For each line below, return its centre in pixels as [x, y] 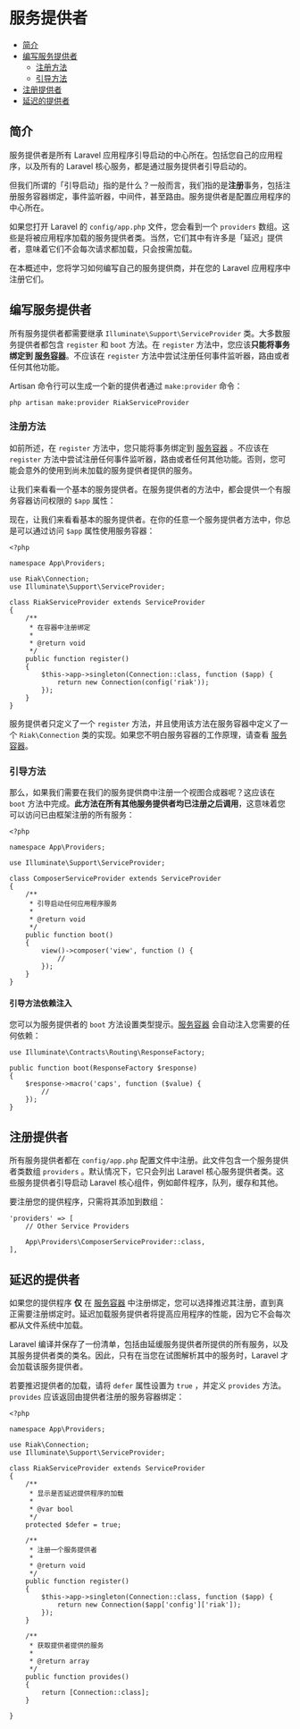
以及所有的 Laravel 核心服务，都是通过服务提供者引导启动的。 [138, 165]
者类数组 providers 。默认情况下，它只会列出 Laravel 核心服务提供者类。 [143, 1172]
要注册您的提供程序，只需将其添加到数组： [87, 1202]
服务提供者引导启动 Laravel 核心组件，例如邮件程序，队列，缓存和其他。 [150, 1182]
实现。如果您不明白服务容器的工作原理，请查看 [183, 734]
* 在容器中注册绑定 [60, 627]
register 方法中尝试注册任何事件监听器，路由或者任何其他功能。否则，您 [144, 459]
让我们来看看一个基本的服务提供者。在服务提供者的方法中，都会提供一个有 [146, 489]
